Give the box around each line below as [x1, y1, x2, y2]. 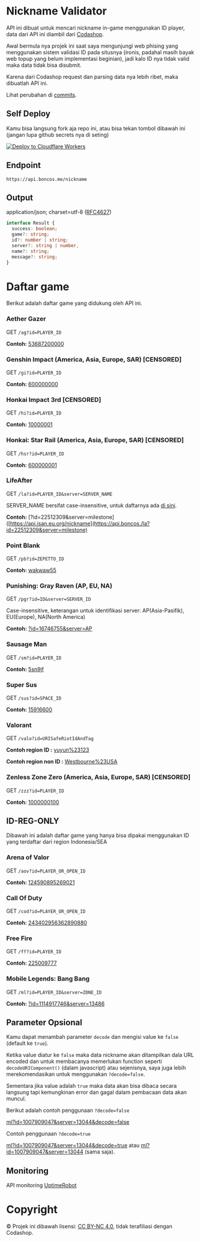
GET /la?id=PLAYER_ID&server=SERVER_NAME [6, 490, 113, 497]
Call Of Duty [6, 894, 43, 902]
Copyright [6, 1203, 58, 1217]
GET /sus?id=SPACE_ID [6, 694, 62, 701]
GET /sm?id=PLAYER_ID [6, 654, 62, 661]
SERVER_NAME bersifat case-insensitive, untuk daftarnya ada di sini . [6, 501, 177, 509]
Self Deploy [6, 108, 51, 119]
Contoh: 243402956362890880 [6, 919, 87, 926]
